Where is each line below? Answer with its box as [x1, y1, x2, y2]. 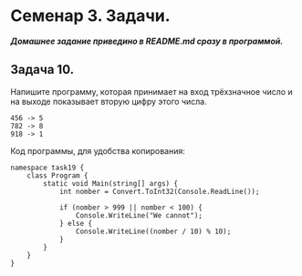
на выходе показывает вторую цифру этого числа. [10, 96, 208, 107]
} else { [58, 219, 93, 228]
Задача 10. [10, 62, 75, 77]
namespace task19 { [10, 163, 85, 172]
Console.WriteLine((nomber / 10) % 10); [75, 227, 232, 236]
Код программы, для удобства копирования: [10, 145, 186, 156]
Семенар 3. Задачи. [10, 5, 172, 26]
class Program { [26, 170, 89, 180]
